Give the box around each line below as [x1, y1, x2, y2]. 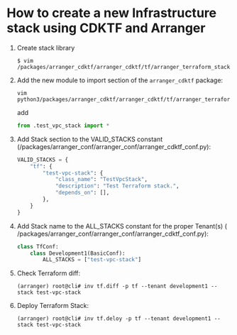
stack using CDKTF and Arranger [6, 20, 206, 36]
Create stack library [16, 43, 75, 52]
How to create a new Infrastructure [6, 5, 217, 21]
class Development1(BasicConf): [30, 250, 126, 257]
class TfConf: [16, 243, 59, 250]
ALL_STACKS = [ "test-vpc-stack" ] [43, 256, 142, 263]
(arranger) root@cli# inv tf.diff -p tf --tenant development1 [16, 282, 209, 290]
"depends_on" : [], [55, 190, 110, 197]
